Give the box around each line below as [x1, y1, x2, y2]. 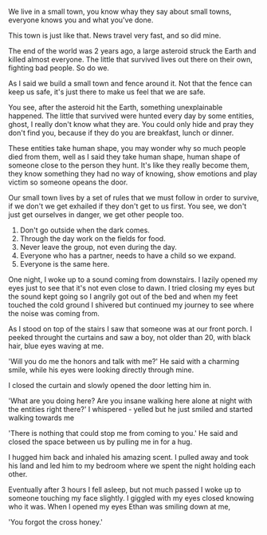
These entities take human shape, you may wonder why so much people [8, 144, 246, 153]
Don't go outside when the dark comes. [19, 225, 150, 235]
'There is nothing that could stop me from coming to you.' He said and [8, 429, 238, 438]
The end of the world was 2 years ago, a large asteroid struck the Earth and [8, 46, 257, 55]
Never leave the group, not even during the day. [19, 243, 177, 252]
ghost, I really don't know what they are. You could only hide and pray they [8, 120, 254, 129]
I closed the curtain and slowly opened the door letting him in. [8, 381, 211, 390]
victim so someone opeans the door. [8, 177, 128, 187]
